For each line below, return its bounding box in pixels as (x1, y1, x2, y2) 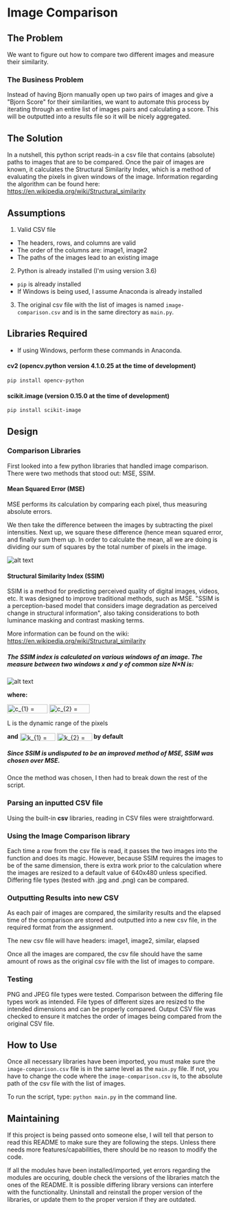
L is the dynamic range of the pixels (7, 719, 108, 727)
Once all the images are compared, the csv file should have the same (7, 950, 203, 958)
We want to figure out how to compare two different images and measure (7, 50, 215, 58)
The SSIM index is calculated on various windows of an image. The (7, 652, 203, 661)
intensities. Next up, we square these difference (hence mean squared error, (7, 528, 223, 537)
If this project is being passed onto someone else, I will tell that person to (7, 1131, 214, 1139)
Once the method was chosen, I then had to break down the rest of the (7, 774, 208, 782)
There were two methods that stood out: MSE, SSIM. (7, 469, 156, 477)
